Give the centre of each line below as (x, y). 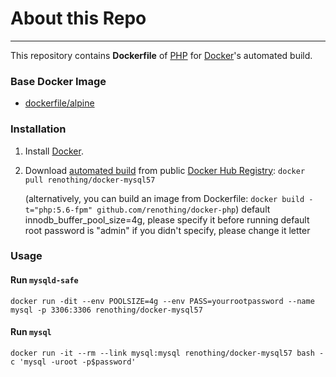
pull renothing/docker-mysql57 (90, 180)
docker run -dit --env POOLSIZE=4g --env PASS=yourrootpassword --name (162, 301)
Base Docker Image (58, 81)
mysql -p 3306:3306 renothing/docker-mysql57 (106, 310)
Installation (38, 129)
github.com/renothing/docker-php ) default (183, 209)
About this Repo (78, 18)
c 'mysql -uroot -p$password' (73, 362)
